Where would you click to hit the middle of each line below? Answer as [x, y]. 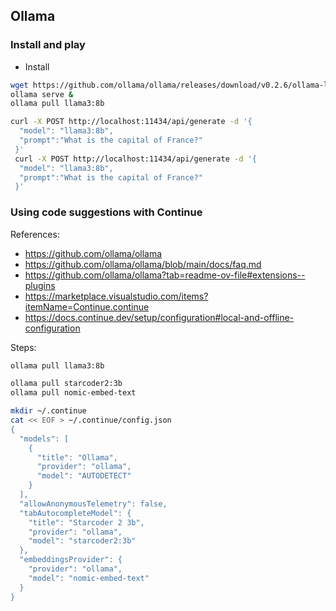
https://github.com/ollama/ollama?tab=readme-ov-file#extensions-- [165, 275]
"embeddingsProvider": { [71, 560]
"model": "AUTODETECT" [84, 476]
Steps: [23, 347]
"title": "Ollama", [77, 457]
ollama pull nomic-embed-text [73, 393]
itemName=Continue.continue [87, 306]
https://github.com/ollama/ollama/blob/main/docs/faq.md [143, 264]
